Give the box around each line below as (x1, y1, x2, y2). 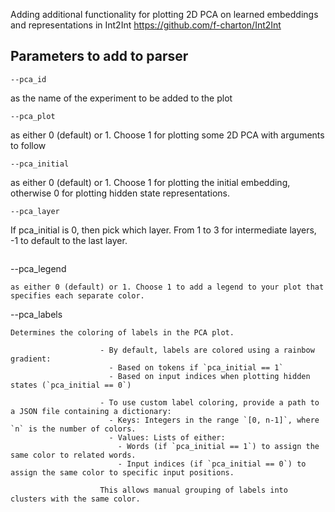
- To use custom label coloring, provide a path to (99, 397, 320, 408)
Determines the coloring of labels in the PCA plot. (10, 327, 235, 338)
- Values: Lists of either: (108, 432, 226, 443)
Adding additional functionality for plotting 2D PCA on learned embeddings (10, 9, 319, 20)
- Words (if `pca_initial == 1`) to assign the (117, 441, 320, 451)
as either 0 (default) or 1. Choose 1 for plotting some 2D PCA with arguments (10, 129, 325, 141)
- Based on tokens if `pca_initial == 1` (108, 362, 284, 373)
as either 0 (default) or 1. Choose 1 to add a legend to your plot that (10, 282, 325, 292)
